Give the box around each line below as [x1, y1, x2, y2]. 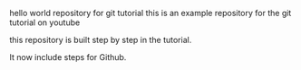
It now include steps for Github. [9, 52, 127, 62]
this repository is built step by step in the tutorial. [9, 35, 192, 45]
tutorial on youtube [9, 17, 81, 28]
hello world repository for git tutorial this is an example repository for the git [9, 8, 292, 18]
